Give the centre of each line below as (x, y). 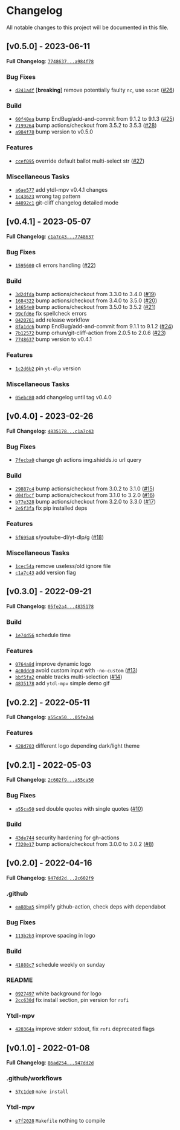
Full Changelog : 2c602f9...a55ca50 (50, 780)
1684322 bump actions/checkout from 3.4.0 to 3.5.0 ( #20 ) (86, 300)
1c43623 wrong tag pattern (48, 196)
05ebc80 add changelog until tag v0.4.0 (63, 397)
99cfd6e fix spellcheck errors (51, 314)
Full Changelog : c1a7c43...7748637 (50, 236)
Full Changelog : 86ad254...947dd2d (50, 1062)
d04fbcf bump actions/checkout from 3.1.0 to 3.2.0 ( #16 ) (85, 495)
